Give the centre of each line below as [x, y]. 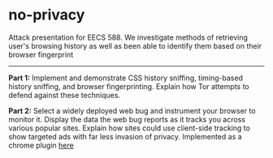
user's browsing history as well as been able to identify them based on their [135, 45]
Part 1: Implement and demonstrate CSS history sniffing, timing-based [126, 78]
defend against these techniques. [64, 95]
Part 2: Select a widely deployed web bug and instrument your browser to [132, 110]
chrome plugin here [41, 145]
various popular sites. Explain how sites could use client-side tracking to [129, 128]
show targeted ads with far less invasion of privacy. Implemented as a [125, 136]
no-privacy [47, 15]
